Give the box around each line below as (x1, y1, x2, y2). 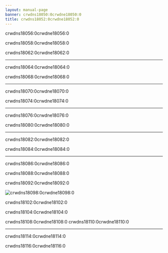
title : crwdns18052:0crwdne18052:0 (5, 17, 79, 22)
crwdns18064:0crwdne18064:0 (5, 64, 70, 70)
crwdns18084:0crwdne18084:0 (5, 146, 70, 152)
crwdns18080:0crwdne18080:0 (5, 122, 70, 128)
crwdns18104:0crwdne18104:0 (5, 209, 68, 215)
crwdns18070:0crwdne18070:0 (5, 88, 69, 94)
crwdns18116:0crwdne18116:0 (5, 243, 66, 249)
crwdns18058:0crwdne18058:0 (5, 40, 69, 46)
